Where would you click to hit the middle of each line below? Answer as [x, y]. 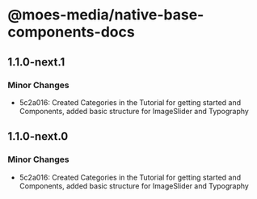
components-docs [71, 32]
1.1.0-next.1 [36, 62]
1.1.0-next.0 [38, 136]
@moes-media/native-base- [106, 15]
